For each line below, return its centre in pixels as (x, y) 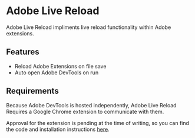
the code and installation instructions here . (58, 129)
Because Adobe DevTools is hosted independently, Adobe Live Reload (91, 105)
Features (23, 52)
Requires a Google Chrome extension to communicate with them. (85, 111)
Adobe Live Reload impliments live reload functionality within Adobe (89, 27)
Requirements (32, 91)
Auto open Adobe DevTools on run (57, 73)
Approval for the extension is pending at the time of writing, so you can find (98, 123)
